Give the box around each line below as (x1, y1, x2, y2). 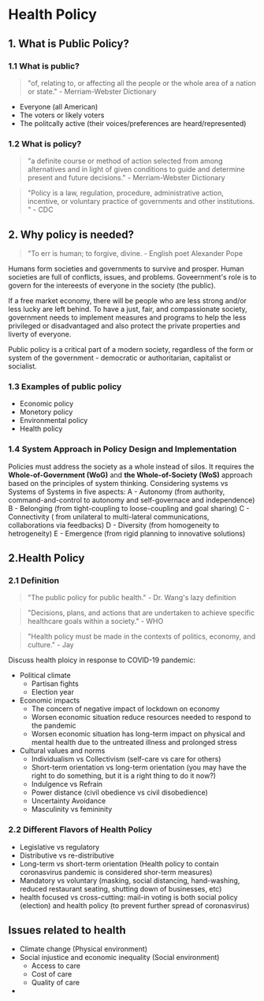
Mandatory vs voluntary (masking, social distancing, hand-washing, (19, 876, 240, 885)
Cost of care (31, 969, 73, 979)
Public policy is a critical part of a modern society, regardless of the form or (8, 344, 254, 354)
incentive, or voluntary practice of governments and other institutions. (27, 197, 255, 206)
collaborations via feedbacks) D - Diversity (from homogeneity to (8, 520, 220, 529)
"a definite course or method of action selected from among (27, 156, 223, 166)
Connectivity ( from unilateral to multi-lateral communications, (8, 512, 210, 521)
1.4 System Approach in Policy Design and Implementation (8, 443, 237, 454)
